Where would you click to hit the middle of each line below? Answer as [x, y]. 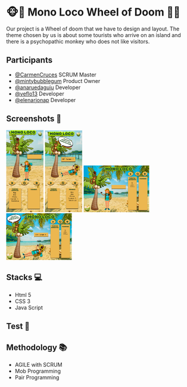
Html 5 [23, 294]
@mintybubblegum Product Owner [57, 81]
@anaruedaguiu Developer [48, 87]
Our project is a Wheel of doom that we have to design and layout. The [93, 29]
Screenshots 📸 [34, 119]
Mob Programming [38, 371]
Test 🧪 [18, 326]
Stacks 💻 [24, 277]
